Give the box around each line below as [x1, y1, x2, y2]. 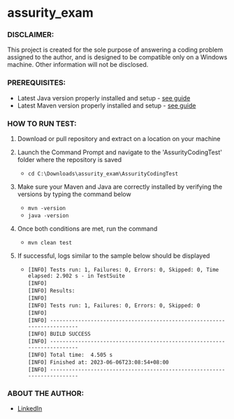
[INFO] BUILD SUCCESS [27, 330, 91, 338]
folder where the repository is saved [17, 156, 122, 164]
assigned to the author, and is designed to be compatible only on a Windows [7, 53, 228, 61]
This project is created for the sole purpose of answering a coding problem [7, 45, 224, 54]
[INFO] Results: [27, 288, 75, 295]
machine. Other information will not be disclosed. [7, 61, 149, 69]
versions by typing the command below [17, 190, 131, 198]
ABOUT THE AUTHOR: [7, 389, 85, 398]
